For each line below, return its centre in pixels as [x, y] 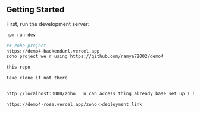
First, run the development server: [48, 24]
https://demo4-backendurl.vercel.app [53, 51]
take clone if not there [37, 78]
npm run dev [21, 35]
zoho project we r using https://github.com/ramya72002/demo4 [85, 56]
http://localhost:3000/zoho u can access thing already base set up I [98, 94]
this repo [18, 67]
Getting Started [35, 10]
